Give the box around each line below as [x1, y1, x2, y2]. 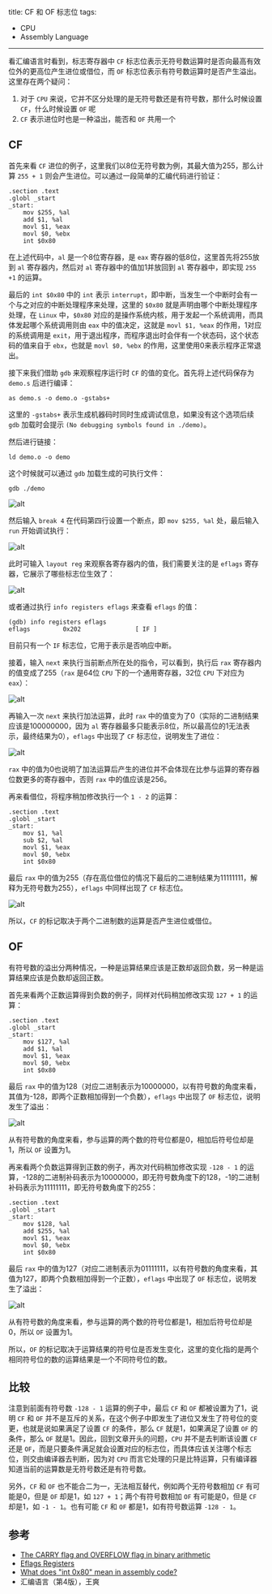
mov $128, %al [23, 1220, 70, 1228]
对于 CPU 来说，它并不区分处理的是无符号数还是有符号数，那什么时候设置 [19, 94, 263, 103]
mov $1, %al [23, 829, 63, 837]
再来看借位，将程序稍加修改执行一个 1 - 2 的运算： [8, 791, 180, 801]
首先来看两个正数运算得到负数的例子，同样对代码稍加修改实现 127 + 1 [8, 990, 242, 1000]
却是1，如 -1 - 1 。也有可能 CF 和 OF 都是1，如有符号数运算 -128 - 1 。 [8, 1501, 240, 1512]
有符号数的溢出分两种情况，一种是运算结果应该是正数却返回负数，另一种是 [8, 962, 257, 972]
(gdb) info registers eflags [8, 618, 107, 626]
